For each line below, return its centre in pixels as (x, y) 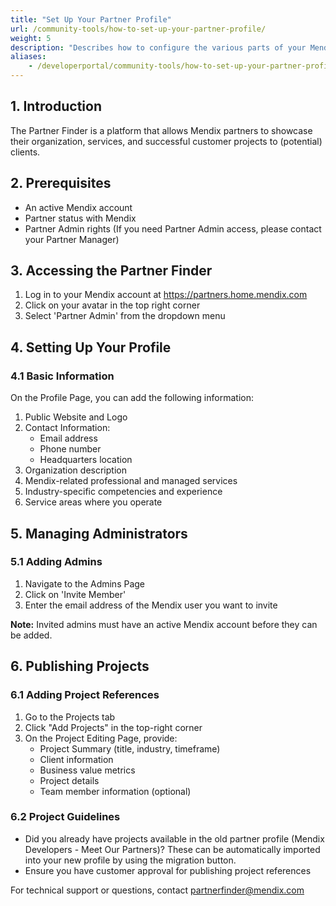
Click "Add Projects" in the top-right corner (113, 727)
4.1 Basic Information (62, 376)
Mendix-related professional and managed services (131, 481)
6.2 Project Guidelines (65, 817)
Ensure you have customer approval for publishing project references (168, 870)
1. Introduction (56, 106)
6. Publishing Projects (80, 666)
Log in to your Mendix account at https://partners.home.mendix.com (166, 295)
